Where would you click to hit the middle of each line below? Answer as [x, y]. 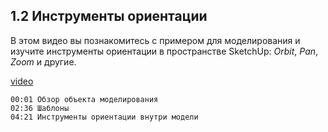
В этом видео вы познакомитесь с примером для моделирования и [155, 40]
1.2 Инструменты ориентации [109, 16]
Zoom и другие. [43, 61]
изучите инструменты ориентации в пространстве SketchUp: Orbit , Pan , [164, 51]
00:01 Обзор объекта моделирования [84, 99]
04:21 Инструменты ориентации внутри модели [104, 117]
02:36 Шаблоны [40, 108]
